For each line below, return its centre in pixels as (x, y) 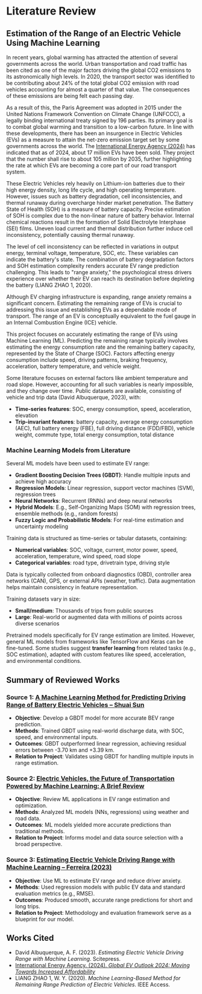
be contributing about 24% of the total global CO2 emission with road (93, 83)
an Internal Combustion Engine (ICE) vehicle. (62, 322)
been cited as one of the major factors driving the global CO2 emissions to (99, 70)
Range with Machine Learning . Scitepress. (68, 959)
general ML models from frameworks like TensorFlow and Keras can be (95, 642)
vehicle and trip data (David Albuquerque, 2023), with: (74, 397)
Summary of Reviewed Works (63, 680)
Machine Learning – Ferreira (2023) (59, 867)
